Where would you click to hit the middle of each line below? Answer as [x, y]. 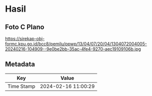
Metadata [20, 64]
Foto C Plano [25, 27]
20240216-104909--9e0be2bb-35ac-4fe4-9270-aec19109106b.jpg [73, 49]
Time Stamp [22, 86]
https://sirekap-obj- [25, 38]
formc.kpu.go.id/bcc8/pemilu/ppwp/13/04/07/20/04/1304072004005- [76, 44]
